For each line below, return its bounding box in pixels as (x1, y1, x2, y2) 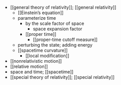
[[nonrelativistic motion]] (10, 58, 62, 64)
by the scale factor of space (25, 20, 84, 26)
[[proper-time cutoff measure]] (33, 36, 98, 42)
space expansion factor (33, 26, 82, 32)
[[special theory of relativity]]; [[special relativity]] (10, 74, 115, 80)
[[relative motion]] (10, 63, 48, 69)
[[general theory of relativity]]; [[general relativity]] (10, 5, 116, 10)
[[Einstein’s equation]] (17, 10, 64, 16)
